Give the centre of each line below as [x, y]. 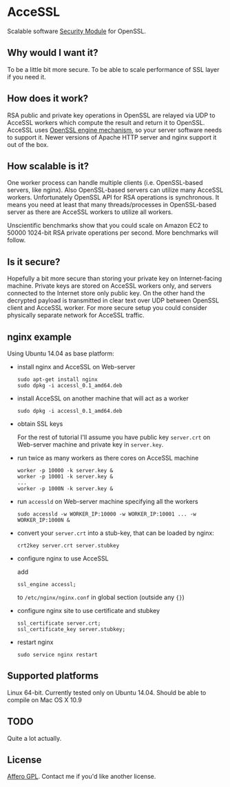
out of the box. [28, 144]
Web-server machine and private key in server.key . [90, 445]
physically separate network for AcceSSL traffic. [76, 315]
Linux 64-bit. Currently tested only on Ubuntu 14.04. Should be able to [107, 692]
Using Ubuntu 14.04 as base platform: [61, 353]
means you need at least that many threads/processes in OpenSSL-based [112, 205]
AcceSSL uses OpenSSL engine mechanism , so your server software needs [115, 130]
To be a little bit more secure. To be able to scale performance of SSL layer [113, 69]
